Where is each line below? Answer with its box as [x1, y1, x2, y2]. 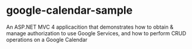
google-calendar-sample [6, 4, 133, 17]
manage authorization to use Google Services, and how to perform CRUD [6, 29, 187, 36]
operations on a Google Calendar [6, 36, 88, 43]
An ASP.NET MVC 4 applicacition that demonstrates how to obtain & [6, 23, 174, 30]
